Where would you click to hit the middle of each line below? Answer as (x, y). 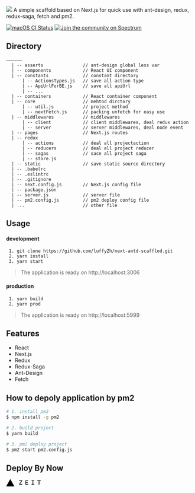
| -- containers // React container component (84, 96)
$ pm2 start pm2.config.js (39, 450)
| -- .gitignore (31, 179)
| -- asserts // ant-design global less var (86, 65)
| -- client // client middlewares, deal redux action (105, 122)
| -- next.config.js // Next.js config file (77, 185)
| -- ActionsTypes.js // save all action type (83, 81)
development (23, 238)
